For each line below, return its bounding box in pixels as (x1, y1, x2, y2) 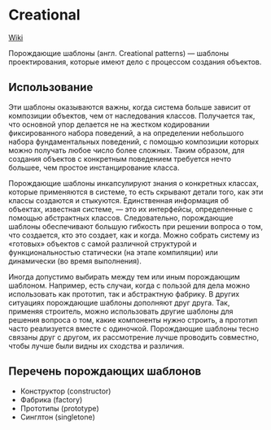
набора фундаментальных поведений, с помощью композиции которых (8, 137, 259, 146)
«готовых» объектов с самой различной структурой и (8, 238, 197, 249)
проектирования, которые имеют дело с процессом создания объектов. (8, 57, 262, 67)
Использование (8, 80, 94, 94)
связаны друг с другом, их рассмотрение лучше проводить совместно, (8, 332, 260, 342)
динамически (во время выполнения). (8, 256, 142, 266)
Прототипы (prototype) (20, 403, 99, 413)
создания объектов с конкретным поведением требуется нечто (8, 154, 232, 163)
